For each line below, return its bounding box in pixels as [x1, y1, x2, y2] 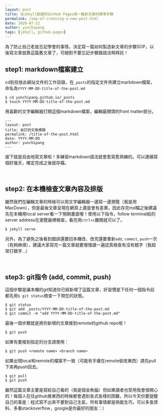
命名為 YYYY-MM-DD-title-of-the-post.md [5, 85, 85, 91]
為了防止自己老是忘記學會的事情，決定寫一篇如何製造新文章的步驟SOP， [5, 44, 150, 49]
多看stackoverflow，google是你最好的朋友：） [13, 405, 107, 411]
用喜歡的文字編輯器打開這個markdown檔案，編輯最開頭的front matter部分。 [5, 108, 156, 114]
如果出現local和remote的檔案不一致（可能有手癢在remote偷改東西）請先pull [5, 358, 156, 364]
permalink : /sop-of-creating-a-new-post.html [5, 16, 98, 21]
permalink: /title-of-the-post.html [5, 132, 79, 137]
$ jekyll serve [5, 227, 36, 232]
